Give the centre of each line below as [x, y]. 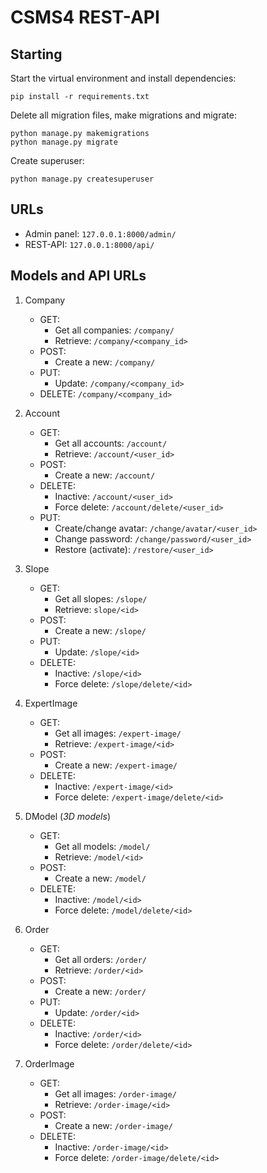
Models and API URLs [78, 276]
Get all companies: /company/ [114, 330]
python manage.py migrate [64, 142]
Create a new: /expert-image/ [116, 765]
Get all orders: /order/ [101, 959]
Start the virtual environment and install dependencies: [123, 78]
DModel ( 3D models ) [67, 816]
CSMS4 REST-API [85, 17]
